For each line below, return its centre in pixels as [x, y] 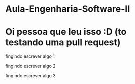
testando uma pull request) [63, 43]
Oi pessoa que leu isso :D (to [66, 32]
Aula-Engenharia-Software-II [68, 9]
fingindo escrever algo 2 [31, 66]
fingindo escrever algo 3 [31, 76]
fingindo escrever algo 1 [30, 56]
